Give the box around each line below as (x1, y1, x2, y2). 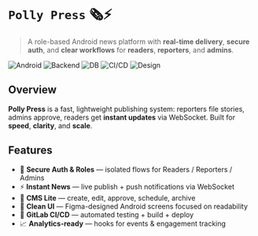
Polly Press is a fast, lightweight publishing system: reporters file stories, (8, 104, 245, 113)
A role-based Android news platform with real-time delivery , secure (27, 36, 250, 46)
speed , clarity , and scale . (8, 120, 93, 130)
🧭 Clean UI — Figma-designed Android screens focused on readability (19, 201, 249, 211)
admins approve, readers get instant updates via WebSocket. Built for (8, 112, 236, 122)
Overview (8, 83, 57, 97)
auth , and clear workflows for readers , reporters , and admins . (27, 45, 234, 54)
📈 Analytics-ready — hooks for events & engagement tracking (19, 219, 227, 228)
